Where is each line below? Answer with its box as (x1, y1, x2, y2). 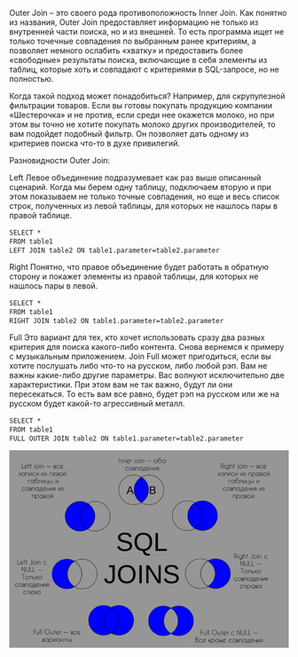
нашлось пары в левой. (9, 281, 98, 291)
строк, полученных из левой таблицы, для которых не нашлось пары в (9, 201, 278, 211)
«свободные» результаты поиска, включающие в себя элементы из (9, 55, 268, 65)
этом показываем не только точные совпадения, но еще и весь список (9, 191, 280, 202)
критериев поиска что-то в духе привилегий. (9, 138, 180, 148)
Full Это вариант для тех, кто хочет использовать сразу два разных (9, 332, 265, 343)
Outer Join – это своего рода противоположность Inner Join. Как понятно (9, 8, 287, 18)
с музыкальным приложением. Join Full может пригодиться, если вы (9, 351, 272, 361)
